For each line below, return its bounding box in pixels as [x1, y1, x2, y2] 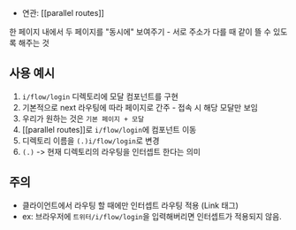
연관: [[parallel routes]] [21, 8, 104, 18]
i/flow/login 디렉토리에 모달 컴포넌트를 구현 [21, 91, 178, 102]
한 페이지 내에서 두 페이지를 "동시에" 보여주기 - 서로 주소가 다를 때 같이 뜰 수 [9, 27, 271, 37]
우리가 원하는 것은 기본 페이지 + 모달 [21, 113, 144, 124]
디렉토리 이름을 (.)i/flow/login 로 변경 [21, 135, 160, 146]
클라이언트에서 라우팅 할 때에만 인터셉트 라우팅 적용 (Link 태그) [21, 200, 239, 211]
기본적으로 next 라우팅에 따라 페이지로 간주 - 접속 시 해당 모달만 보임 [21, 102, 258, 112]
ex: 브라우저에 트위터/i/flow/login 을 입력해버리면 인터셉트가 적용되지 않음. [21, 211, 283, 221]
